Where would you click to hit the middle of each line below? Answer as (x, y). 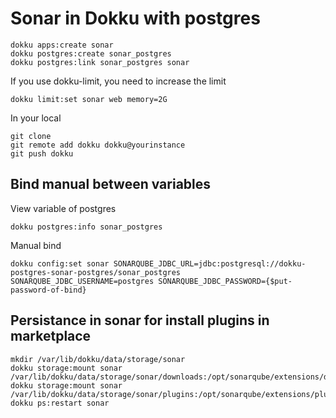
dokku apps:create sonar (62, 45)
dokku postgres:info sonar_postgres (86, 227)
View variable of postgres (63, 208)
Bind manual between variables (111, 184)
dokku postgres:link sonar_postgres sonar (100, 62)
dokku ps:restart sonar (60, 403)
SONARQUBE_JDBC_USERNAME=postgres (82, 281)
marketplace (51, 336)
